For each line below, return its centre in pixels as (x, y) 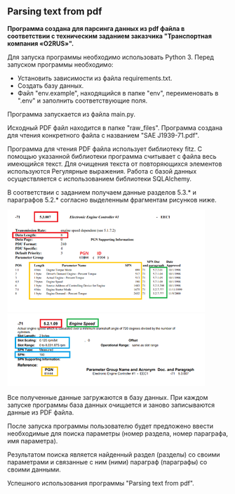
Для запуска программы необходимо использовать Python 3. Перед (110, 57)
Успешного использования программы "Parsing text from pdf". (101, 483)
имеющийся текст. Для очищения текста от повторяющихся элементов (115, 164)
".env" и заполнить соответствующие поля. (82, 100)
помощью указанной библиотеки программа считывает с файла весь (112, 156)
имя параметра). (33, 441)
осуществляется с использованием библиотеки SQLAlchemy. (99, 178)
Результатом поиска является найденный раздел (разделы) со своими (114, 454)
